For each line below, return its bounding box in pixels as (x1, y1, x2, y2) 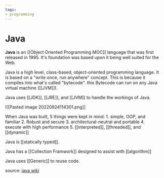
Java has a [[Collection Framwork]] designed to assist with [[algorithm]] (5, 148, 152, 154)
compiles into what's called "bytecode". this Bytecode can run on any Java (5, 80, 158, 86)
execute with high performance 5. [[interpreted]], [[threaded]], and (5, 124, 141, 130)
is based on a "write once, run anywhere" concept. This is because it (5, 74, 146, 80)
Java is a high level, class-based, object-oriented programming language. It (5, 70, 159, 75)
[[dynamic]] (5, 129, 29, 136)
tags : (5, 7, 16, 12)
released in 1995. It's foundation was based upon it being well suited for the (5, 55, 159, 61)
